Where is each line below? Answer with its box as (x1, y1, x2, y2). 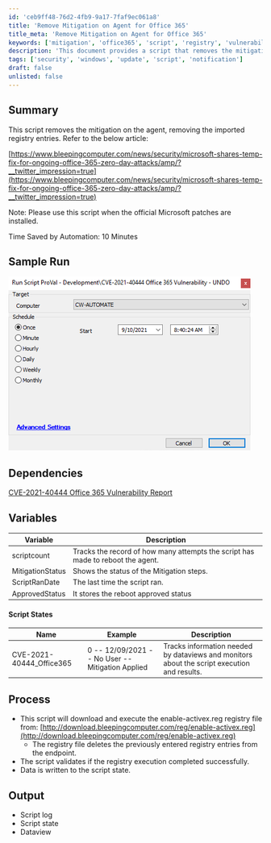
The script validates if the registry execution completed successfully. (19, 757, 250, 766)
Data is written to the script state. (19, 766, 131, 775)
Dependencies (8, 466, 83, 480)
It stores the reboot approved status (72, 588, 192, 598)
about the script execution (163, 658, 250, 668)
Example (106, 629, 137, 639)
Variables (8, 511, 58, 525)
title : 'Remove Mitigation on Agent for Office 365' (8, 21, 190, 30)
